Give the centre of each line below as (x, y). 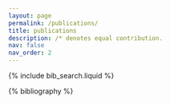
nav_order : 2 (30, 53)
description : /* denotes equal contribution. (85, 38)
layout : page (30, 16)
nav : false (26, 46)
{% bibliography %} (41, 91)
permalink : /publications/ (53, 23)
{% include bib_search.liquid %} (61, 76)
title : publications (43, 30)
